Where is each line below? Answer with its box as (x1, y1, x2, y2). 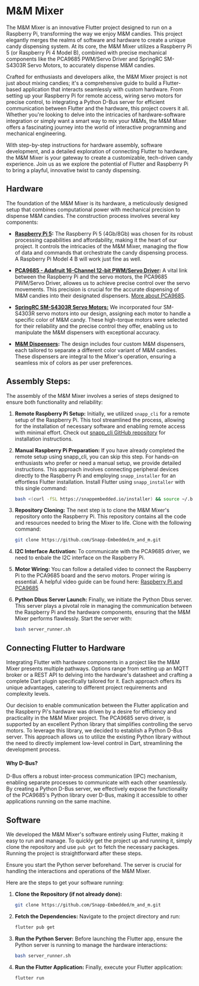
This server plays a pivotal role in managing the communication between (14, 603, 192, 610)
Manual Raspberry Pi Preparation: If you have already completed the (14, 446, 185, 454)
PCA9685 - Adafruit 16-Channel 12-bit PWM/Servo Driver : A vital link (14, 267, 188, 274)
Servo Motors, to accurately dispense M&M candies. (27, 61, 155, 69)
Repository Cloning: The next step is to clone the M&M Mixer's (14, 506, 170, 514)
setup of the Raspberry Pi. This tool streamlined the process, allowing (14, 416, 185, 423)
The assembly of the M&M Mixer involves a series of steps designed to (6, 392, 179, 399)
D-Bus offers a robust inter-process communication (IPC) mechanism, (6, 773, 177, 780)
